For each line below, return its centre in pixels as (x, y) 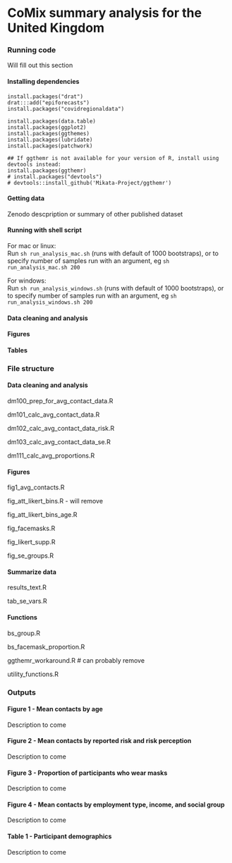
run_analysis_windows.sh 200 (50, 302)
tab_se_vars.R (27, 601)
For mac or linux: (32, 246)
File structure (31, 368)
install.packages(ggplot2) (47, 127)
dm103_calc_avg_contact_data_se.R (59, 442)
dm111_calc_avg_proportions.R (51, 455)
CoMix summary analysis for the (105, 13)
